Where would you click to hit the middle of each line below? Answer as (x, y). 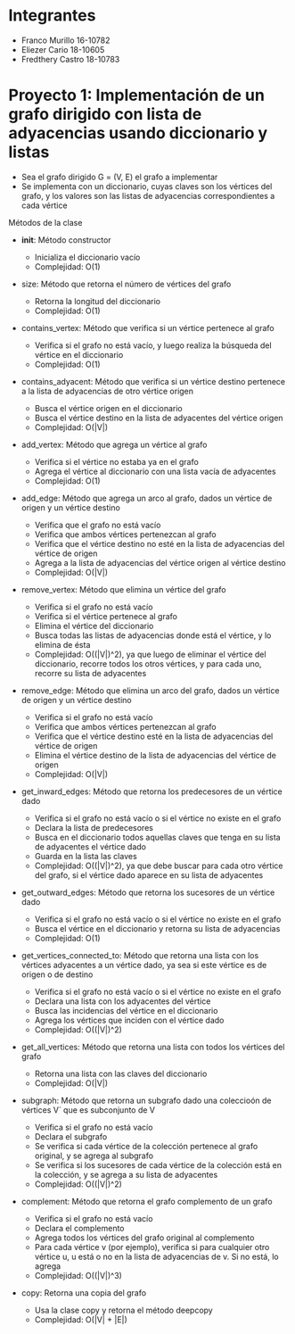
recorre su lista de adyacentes (90, 673)
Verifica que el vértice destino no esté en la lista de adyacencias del (160, 543)
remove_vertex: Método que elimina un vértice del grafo (123, 589)
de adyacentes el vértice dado (90, 846)
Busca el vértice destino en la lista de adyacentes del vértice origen (159, 418)
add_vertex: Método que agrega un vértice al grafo (114, 444)
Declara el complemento (79, 1228)
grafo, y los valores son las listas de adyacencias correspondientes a (148, 195)
